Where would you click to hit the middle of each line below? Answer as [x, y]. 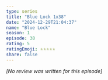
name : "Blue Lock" [28, 28]
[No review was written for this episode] [54, 71]
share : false [22, 54]
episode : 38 [20, 38]
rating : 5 [18, 44]
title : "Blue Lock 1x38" [36, 17]
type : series [22, 11]
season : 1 [18, 33]
